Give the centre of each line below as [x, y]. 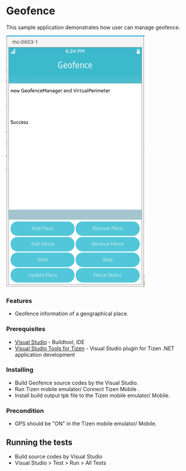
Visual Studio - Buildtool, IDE [50, 342]
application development [45, 354]
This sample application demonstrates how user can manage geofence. [93, 27]
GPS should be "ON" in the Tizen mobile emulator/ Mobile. [86, 424]
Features [19, 300]
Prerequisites [26, 329]
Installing [20, 370]
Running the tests [39, 442]
